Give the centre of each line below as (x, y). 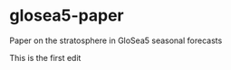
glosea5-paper (67, 16)
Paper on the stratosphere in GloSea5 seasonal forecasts (116, 40)
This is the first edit (45, 57)
